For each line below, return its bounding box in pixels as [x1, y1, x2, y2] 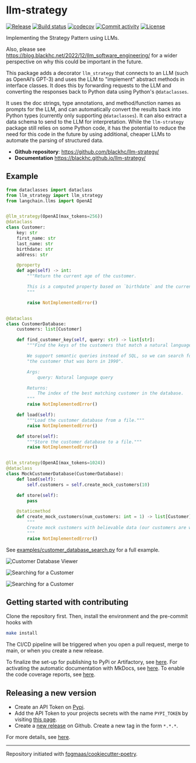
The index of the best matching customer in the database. [37, 390, 184, 396]
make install [6, 631, 38, 636]
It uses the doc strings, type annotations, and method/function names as [6, 99, 181, 106]
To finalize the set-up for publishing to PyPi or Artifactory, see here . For [6, 659, 178, 666]
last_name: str [16, 241, 54, 247]
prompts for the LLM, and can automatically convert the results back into [6, 105, 181, 113]
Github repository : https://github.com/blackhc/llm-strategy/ [14, 148, 159, 155]
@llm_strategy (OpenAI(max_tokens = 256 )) [6, 213, 103, 220]
